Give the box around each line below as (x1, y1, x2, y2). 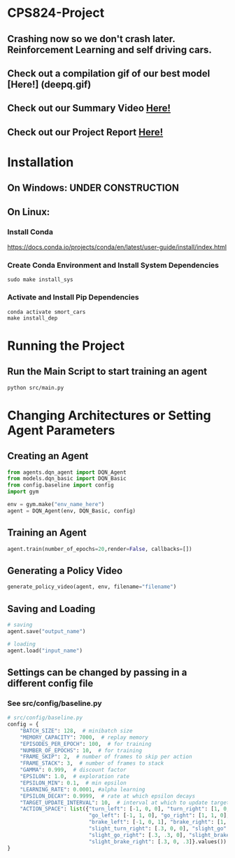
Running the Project (7, 338, 125, 353)
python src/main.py (7, 384, 64, 391)
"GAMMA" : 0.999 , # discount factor (20, 766, 127, 774)
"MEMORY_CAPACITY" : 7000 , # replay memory (20, 734, 149, 741)
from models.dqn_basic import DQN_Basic (7, 475, 127, 482)
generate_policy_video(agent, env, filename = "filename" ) (7, 583, 177, 590)
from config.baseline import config (7, 482, 114, 489)
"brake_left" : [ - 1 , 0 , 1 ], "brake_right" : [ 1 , (88, 819, 227, 826)
